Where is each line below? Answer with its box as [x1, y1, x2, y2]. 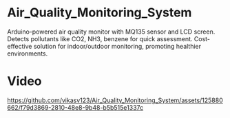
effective [7, 42, 32, 50]
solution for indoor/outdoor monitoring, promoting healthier [33, 42, 202, 50]
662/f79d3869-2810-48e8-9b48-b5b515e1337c [7, 103, 143, 111]
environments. [7, 49, 48, 58]
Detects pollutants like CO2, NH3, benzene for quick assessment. [7, 34, 193, 43]
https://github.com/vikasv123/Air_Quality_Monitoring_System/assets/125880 [7, 96, 224, 104]
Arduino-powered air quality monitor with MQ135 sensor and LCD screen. [7, 27, 216, 36]
